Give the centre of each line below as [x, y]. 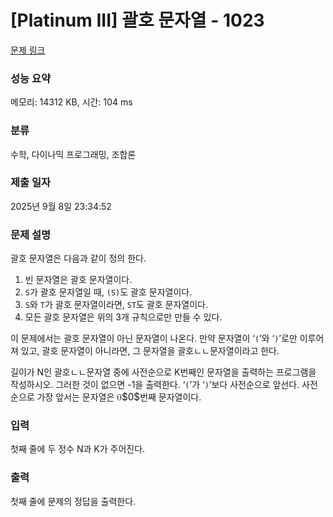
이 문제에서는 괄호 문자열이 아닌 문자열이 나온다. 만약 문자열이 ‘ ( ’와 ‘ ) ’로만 [154, 338]
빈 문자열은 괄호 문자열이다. [78, 280]
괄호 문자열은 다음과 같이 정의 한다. [78, 258]
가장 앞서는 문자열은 [75, 397]
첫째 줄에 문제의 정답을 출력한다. [73, 501]
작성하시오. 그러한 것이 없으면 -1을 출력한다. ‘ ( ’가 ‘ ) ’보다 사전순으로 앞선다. [155, 385]
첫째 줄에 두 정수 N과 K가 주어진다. [78, 449]
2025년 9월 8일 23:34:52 [61, 206]
